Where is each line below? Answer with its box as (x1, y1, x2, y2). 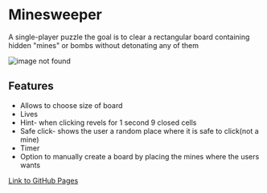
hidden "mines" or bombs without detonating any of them (8, 40, 199, 50)
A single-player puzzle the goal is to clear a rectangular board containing (8, 32, 250, 42)
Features (8, 79, 54, 93)
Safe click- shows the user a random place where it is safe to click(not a (19, 126, 259, 135)
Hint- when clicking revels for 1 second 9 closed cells (19, 118, 197, 127)
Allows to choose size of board (19, 100, 123, 110)
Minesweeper (8, 6, 102, 24)
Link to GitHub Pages (8, 175, 79, 185)
